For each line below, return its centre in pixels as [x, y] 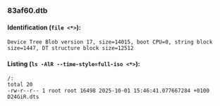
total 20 [20, 85]
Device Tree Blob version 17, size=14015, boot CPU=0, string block [110, 42]
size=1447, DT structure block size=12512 [71, 48]
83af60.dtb [28, 11]
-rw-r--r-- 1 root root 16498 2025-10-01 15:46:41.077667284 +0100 [109, 91]
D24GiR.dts [23, 97]
